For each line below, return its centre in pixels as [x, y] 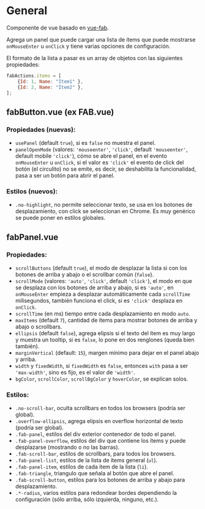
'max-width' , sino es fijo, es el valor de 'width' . [75, 373]
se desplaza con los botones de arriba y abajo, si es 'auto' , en [94, 288]
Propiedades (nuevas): [41, 130]
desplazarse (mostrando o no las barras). [67, 447]
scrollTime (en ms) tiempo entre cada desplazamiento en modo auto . [103, 314]
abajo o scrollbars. [39, 327]
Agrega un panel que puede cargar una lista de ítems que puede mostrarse [101, 39]
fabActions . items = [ [34, 76]
